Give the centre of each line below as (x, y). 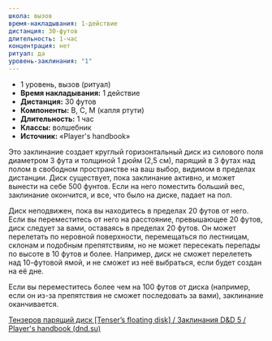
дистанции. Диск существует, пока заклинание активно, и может (122, 177)
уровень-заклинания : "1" (50, 62)
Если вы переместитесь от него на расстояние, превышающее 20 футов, (136, 219)
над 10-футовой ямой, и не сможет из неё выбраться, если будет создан (135, 262)
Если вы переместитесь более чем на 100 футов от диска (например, (130, 287)
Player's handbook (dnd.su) (55, 328)
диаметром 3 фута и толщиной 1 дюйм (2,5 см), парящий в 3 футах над (132, 160)
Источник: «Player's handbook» (75, 136)
